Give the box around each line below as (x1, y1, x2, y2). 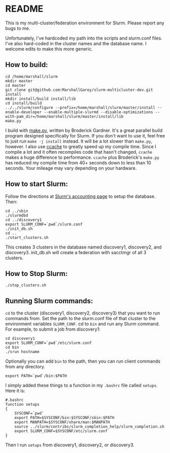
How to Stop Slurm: (5, 269, 68, 278)
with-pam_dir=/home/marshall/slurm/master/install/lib (5, 114, 124, 119)
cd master (5, 83, 26, 88)
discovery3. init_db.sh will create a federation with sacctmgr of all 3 (5, 249, 147, 255)
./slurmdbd (5, 213, 28, 218)
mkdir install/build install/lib (5, 96, 76, 101)
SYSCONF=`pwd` (14, 411, 44, 416)
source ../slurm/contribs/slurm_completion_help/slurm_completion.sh (14, 424, 165, 429)
